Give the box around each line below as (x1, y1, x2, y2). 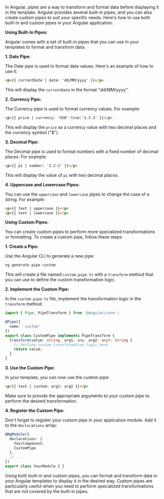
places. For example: (5, 153, 47, 159)
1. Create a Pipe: (5, 243, 39, 250)
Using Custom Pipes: (5, 219, 49, 225)
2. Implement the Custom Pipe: (5, 286, 70, 292)
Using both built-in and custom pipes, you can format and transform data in (5, 472, 158, 478)
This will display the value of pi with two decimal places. (5, 172, 119, 178)
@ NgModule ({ (5, 432, 29, 437)
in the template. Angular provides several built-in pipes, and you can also (5, 9, 152, 15)
